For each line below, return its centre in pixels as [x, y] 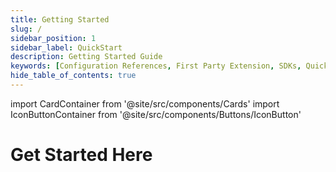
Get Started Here [81, 155]
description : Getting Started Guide [86, 57]
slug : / [26, 29]
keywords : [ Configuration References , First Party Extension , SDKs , [156, 66]
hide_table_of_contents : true [73, 76]
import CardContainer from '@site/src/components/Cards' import [145, 103]
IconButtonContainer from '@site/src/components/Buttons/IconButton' [156, 114]
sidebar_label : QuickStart [66, 47]
